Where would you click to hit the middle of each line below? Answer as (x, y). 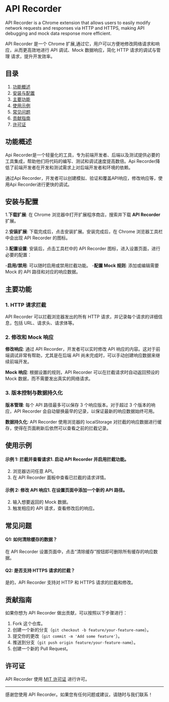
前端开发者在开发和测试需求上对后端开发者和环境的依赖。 (73, 167)
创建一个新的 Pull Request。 (41, 649)
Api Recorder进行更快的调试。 (40, 184)
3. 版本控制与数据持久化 (34, 393)
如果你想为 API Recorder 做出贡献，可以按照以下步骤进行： (66, 613)
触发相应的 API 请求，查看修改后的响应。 (55, 509)
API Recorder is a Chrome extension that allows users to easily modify (78, 23)
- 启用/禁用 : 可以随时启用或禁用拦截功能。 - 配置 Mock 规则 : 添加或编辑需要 (82, 266)
